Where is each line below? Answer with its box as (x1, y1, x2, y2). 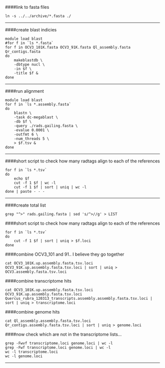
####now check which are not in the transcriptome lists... (5, 331, 122, 337)
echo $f (14, 176, 29, 181)
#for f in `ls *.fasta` (5, 41, 54, 46)
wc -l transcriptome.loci (5, 349, 58, 354)
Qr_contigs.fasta (5, 49, 41, 54)
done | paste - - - (5, 189, 45, 194)
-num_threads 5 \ (14, 136, 50, 141)
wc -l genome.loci (5, 354, 43, 359)
